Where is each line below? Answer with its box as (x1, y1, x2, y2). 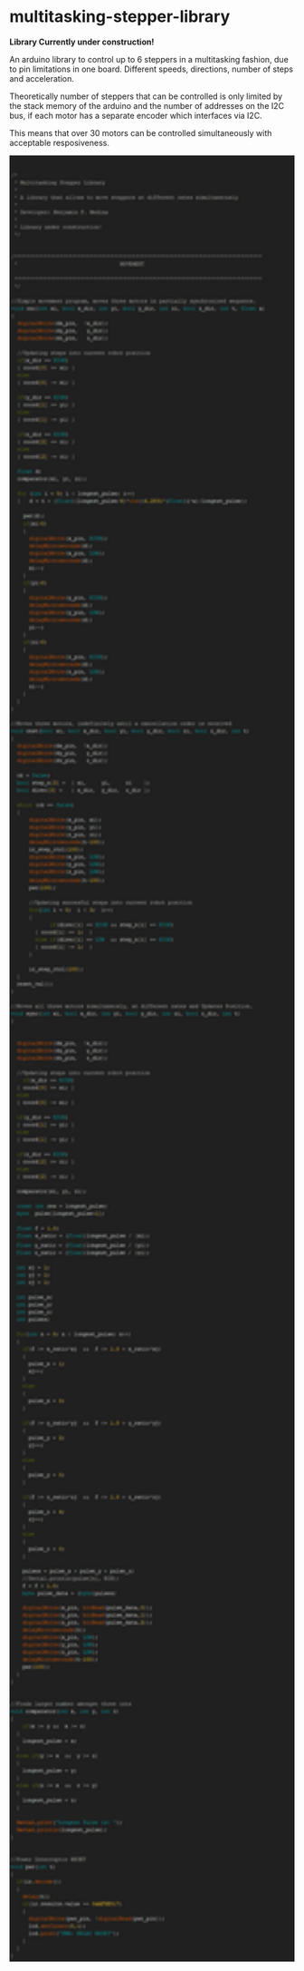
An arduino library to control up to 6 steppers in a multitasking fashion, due (9, 54, 290, 64)
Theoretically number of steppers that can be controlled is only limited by (9, 91, 283, 102)
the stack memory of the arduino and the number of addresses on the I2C (9, 100, 285, 111)
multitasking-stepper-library (9, 6, 231, 27)
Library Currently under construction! (9, 36, 155, 47)
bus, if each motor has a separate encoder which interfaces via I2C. (9, 110, 262, 121)
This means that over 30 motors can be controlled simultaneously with (9, 127, 272, 138)
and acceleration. (9, 73, 75, 83)
